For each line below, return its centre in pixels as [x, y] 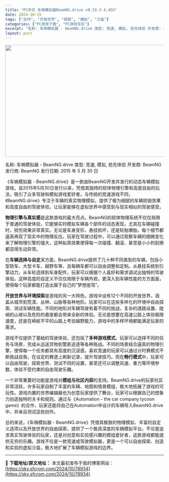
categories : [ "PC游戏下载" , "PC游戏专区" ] [47, 24]
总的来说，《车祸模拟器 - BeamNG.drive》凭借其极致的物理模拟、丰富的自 [81, 422]
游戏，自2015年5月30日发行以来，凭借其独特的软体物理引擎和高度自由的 [80, 188]
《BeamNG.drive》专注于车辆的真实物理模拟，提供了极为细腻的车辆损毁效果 [83, 200]
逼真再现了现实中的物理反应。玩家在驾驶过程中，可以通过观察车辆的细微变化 [84, 236]
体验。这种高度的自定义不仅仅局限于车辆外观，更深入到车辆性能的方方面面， [84, 279]
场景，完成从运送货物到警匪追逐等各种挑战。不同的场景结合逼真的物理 [87, 344]
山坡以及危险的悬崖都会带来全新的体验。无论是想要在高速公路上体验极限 [89, 315]
